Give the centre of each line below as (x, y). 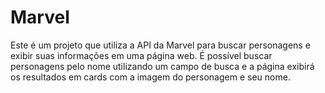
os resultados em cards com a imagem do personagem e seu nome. (150, 77)
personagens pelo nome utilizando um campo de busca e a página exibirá (162, 66)
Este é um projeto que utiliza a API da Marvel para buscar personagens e (160, 45)
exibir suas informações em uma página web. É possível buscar (141, 55)
